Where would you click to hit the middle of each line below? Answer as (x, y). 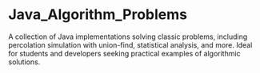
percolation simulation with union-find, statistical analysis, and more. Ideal (130, 44)
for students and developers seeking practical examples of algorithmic (125, 53)
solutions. (24, 62)
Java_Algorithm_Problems (98, 15)
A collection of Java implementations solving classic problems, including (128, 36)
